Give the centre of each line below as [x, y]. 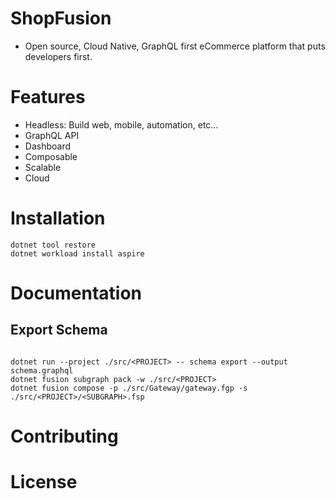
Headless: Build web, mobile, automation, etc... [121, 124]
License [44, 482]
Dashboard [48, 146]
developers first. [58, 56]
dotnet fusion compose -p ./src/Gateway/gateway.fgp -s [129, 388]
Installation [58, 218]
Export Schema [59, 330]
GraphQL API [52, 135]
